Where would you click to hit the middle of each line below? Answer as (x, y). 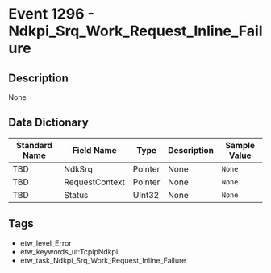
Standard (34, 145)
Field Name (94, 150)
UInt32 (146, 195)
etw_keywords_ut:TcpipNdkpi (69, 251)
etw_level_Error (46, 243)
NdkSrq (78, 168)
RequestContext (95, 182)
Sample (240, 145)
